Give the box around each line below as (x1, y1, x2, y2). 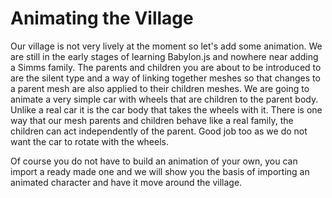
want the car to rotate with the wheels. (10, 135, 170, 147)
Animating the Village (10, 7, 194, 30)
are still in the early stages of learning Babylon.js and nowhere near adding (10, 50, 319, 62)
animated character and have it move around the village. (10, 176, 243, 188)
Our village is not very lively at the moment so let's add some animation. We (10, 40, 323, 52)
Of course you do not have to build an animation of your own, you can (10, 155, 298, 167)
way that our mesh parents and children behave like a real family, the (10, 114, 294, 126)
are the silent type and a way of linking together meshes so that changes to (10, 72, 321, 84)
